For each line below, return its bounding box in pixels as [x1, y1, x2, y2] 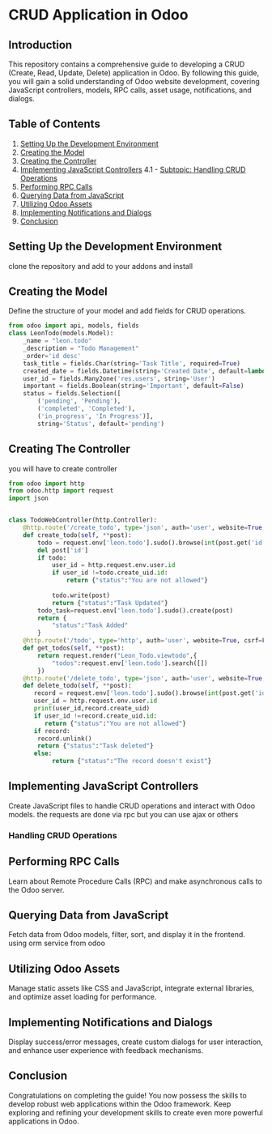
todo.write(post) [51, 591, 111, 599]
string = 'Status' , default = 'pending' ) [37, 420, 164, 428]
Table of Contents [8, 117, 101, 131]
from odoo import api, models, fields [8, 322, 139, 330]
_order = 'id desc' [23, 352, 82, 360]
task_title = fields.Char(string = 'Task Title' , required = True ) [23, 359, 241, 368]
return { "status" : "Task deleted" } [37, 742, 154, 750]
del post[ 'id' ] [37, 546, 89, 554]
